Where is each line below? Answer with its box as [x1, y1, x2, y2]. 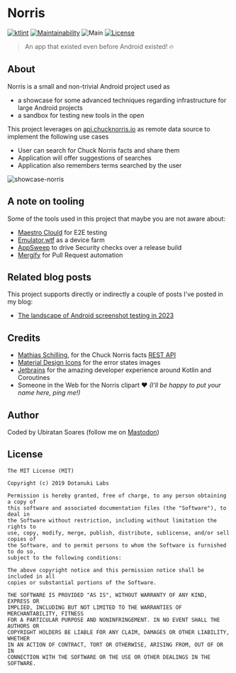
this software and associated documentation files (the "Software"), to [7, 504, 227, 512]
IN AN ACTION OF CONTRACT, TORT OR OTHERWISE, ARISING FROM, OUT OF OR [7, 641, 223, 648]
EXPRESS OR [7, 598, 40, 605]
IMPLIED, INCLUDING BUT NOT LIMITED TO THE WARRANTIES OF [7, 603, 182, 611]
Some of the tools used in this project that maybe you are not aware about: [7, 214, 225, 223]
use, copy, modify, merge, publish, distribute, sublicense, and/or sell [7, 529, 230, 537]
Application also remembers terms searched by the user [17, 161, 182, 170]
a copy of [7, 498, 37, 505]
